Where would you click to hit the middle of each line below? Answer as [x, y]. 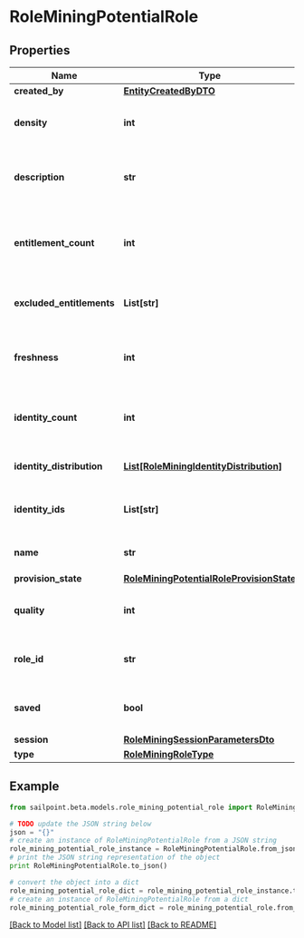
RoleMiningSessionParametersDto [199, 739]
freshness [36, 357]
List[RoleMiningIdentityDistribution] [203, 466]
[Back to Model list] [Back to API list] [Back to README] [113, 925]
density [31, 122]
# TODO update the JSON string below [81, 824]
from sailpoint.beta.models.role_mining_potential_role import [131, 807]
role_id [29, 659]
